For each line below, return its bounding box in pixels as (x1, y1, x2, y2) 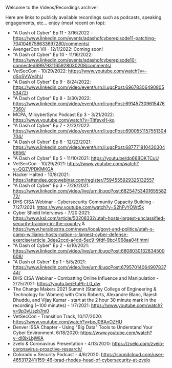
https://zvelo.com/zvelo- (112, 341, 164, 346)
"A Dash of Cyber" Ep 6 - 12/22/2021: (12, 139, 92, 145)
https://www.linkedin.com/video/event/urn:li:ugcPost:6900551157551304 (12, 128, 167, 134)
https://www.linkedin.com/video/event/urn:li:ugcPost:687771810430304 (12, 144, 165, 150)
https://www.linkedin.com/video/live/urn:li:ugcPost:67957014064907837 (12, 264, 166, 270)
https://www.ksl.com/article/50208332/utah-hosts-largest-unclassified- (12, 215, 165, 221)
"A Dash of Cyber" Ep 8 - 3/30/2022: (12, 95, 91, 101)
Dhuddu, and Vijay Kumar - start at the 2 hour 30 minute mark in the (12, 297, 157, 303)
